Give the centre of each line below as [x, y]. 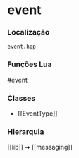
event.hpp [22, 47]
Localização [29, 32]
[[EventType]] [37, 114]
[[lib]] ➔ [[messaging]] [40, 147]
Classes [22, 98]
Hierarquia [26, 132]
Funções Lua [30, 64]
